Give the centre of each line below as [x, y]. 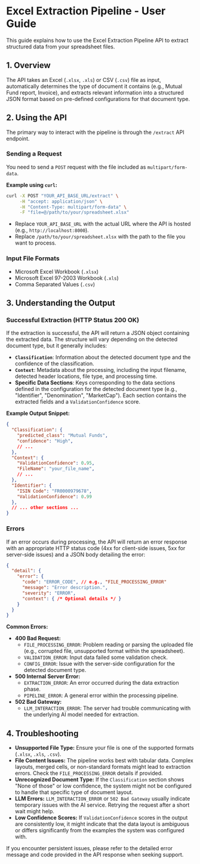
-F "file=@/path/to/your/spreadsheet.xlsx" [74, 213]
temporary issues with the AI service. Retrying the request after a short [102, 805]
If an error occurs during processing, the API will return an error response [97, 542]
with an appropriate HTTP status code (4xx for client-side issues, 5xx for [96, 548]
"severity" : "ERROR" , [49, 593]
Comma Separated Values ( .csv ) [55, 284]
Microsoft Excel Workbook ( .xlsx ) [57, 271]
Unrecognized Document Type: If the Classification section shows [99, 780]
